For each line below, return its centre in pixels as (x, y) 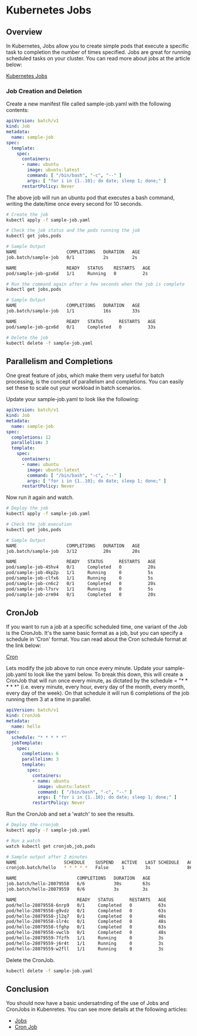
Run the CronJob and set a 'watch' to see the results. (70, 814)
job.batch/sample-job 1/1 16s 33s (73, 311)
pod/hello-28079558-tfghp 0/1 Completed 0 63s (86, 927)
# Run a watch (23, 841)
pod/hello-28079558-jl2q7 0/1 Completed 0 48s (86, 916)
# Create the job (27, 215)
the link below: (24, 646)
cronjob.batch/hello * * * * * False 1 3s (78, 868)
